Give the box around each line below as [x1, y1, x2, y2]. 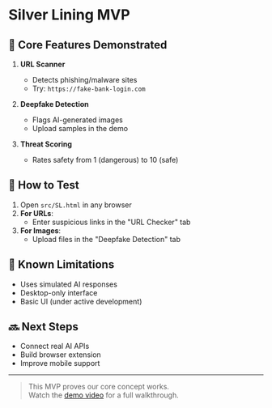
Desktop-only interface [19, 287, 98, 297]
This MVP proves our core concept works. [28, 382, 170, 392]
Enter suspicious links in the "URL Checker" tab [32, 217, 191, 227]
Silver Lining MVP [8, 6, 131, 24]
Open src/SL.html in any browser [19, 200, 132, 210]
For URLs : [19, 208, 54, 218]
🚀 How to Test [8, 178, 79, 192]
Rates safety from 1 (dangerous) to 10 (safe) [32, 155, 179, 164]
